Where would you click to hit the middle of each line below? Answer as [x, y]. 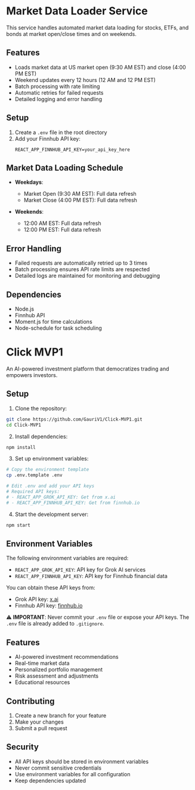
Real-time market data [42, 663]
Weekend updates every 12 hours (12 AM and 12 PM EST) [85, 80]
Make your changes [39, 722]
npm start [18, 525]
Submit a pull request [41, 728]
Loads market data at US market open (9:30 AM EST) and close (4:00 [100, 67]
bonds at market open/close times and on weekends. [72, 34]
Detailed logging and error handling [58, 99]
